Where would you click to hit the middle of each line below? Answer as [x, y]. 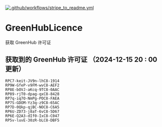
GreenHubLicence [44, 28]
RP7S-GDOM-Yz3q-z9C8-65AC [32, 102]
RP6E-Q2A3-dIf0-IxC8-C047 [32, 116]
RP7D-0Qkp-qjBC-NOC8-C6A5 [32, 107]
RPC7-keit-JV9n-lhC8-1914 [32, 81]
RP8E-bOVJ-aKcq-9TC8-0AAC [32, 89]
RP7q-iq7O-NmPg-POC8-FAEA [32, 98]
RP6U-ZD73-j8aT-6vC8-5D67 [32, 111]
